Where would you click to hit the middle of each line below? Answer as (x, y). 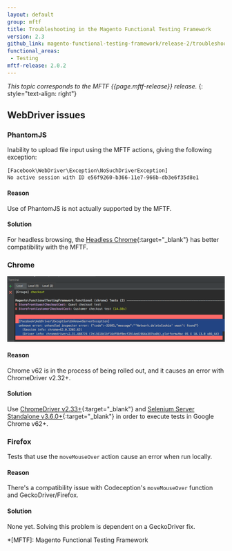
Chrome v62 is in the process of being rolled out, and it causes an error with (116, 371)
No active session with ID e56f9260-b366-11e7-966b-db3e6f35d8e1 (103, 178)
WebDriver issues (46, 115)
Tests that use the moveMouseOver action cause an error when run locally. (110, 457)
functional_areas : (33, 51)
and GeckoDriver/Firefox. (43, 495)
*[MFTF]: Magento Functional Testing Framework (78, 540)
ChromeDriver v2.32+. (39, 377)
